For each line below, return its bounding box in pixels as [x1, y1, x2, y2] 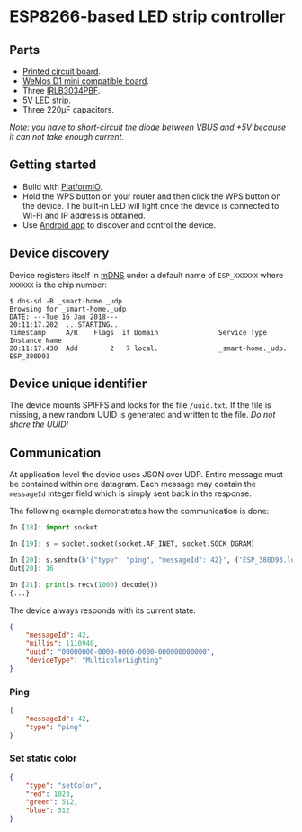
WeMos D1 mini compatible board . [22, 76, 150, 86]
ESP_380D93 [9, 351, 50, 361]
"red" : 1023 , [25, 790, 75, 799]
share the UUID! [9, 419, 69, 430]
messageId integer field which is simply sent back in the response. [9, 488, 252, 499]
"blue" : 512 [25, 806, 70, 816]
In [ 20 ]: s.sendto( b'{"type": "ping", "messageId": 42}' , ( [9, 556, 240, 565]
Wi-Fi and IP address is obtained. [22, 210, 146, 221]
